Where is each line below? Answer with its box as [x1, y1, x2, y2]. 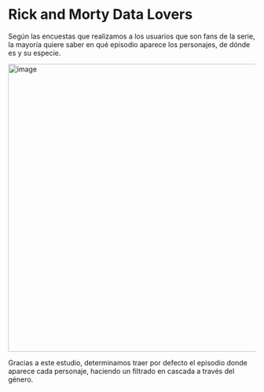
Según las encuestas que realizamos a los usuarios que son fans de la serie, [8, 31, 255, 41]
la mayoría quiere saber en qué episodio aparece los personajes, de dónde [8, 39, 251, 49]
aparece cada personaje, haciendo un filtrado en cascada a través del [8, 366, 235, 376]
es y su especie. [8, 48, 61, 57]
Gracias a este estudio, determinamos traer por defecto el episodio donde [8, 357, 247, 367]
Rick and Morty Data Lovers [8, 5, 193, 24]
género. [8, 375, 34, 384]
